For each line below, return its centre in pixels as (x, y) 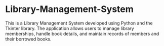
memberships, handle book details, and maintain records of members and (82, 33)
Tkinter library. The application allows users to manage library (70, 28)
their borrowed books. (28, 39)
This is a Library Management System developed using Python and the (79, 23)
